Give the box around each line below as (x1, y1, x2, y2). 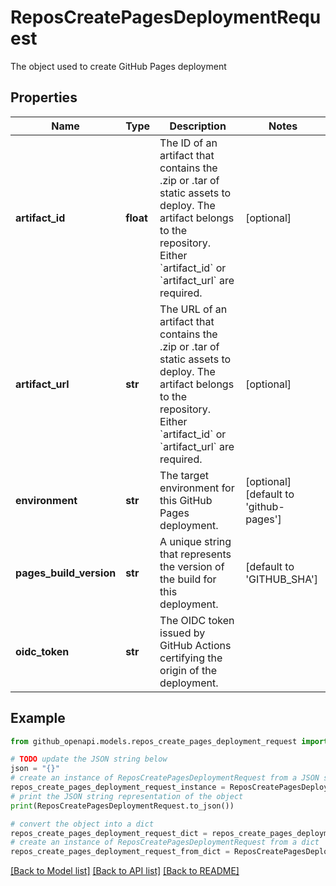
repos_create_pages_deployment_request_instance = (10, 782, 226, 793)
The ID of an (159, 136, 218, 150)
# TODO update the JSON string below (10, 754, 168, 765)
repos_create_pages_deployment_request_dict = (10, 828, 208, 838)
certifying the (159, 651, 223, 665)
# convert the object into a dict (10, 819, 155, 829)
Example (10, 710, 66, 727)
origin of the (159, 663, 218, 677)
